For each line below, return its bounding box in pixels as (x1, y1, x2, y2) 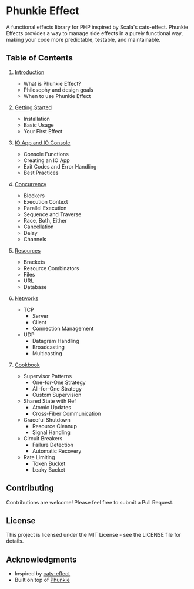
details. (6, 537, 24, 544)
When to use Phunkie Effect (23, 92, 91, 99)
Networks (14, 295, 39, 302)
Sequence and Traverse (23, 210, 82, 218)
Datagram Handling (32, 337, 79, 344)
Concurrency (14, 180, 47, 187)
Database (23, 283, 47, 290)
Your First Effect (23, 127, 63, 134)
